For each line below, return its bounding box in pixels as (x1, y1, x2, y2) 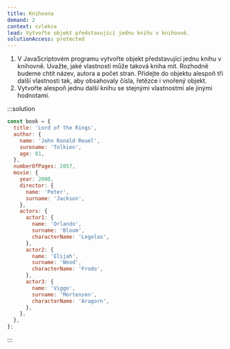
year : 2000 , (19, 176, 54, 183)
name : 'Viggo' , (32, 284, 76, 292)
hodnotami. (17, 91, 50, 100)
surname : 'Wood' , (32, 259, 82, 266)
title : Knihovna (7, 10, 54, 17)
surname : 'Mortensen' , (32, 291, 97, 298)
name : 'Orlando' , (32, 221, 82, 228)
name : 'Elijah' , (32, 252, 79, 259)
